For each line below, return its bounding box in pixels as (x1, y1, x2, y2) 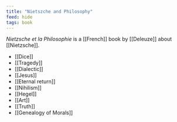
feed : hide (6, 14, 33, 20)
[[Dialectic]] (14, 66, 43, 73)
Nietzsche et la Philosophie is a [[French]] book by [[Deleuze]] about (6, 36, 172, 43)
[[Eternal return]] (14, 78, 56, 85)
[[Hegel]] (14, 90, 37, 97)
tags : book (6, 19, 33, 25)
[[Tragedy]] (14, 59, 43, 66)
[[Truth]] (14, 103, 35, 110)
